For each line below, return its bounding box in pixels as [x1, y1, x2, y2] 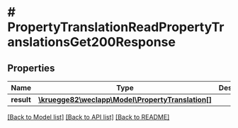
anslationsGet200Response [7, 34, 176, 50]
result [11, 95, 32, 104]
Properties [7, 62, 55, 74]
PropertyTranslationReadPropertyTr [7, 19, 225, 35]
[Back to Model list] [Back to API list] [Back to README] [7, 113, 170, 121]
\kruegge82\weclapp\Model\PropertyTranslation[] [38, 95, 212, 104]
